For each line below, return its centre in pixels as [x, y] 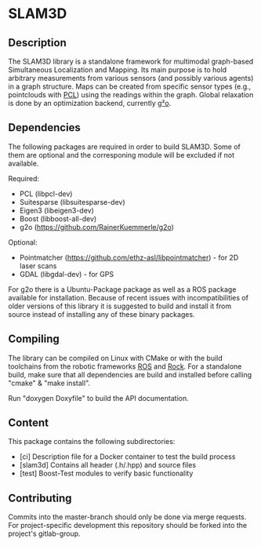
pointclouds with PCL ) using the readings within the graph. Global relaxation [131, 95]
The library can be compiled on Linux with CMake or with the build [116, 358]
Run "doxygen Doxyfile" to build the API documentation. [99, 398]
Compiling [34, 339]
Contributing [40, 498]
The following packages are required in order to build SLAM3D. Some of [125, 147]
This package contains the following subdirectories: [92, 442]
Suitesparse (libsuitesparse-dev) [72, 202]
